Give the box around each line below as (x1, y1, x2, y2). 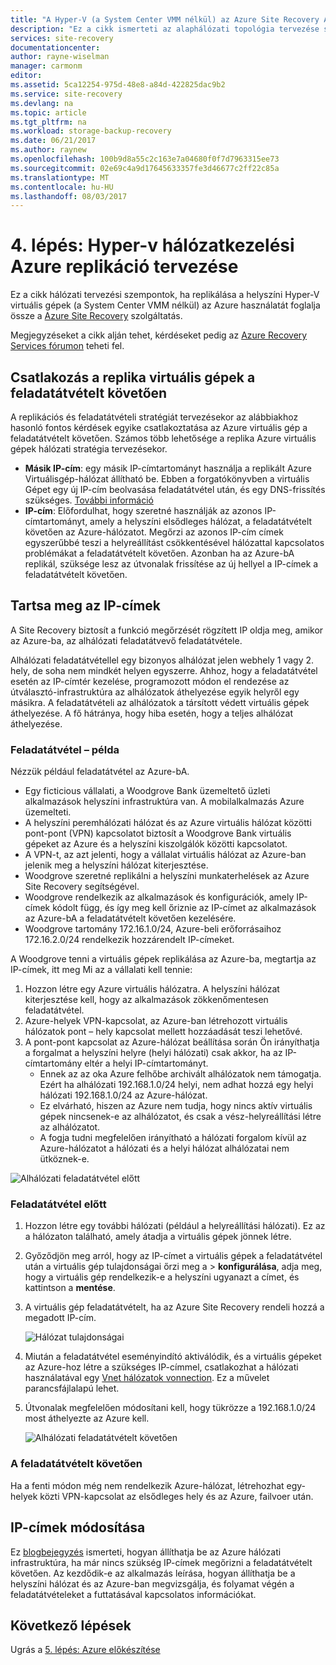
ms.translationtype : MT (10, 172, 110, 183)
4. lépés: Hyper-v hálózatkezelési (10, 234, 295, 257)
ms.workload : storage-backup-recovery (10, 126, 172, 136)
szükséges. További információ (24, 494, 154, 506)
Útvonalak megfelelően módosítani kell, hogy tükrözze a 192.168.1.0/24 (24, 1402, 317, 1414)
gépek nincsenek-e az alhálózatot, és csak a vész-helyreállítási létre (39, 1111, 322, 1123)
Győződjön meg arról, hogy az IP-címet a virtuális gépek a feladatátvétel (24, 1250, 323, 1262)
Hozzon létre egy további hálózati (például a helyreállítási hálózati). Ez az (24, 1220, 326, 1232)
